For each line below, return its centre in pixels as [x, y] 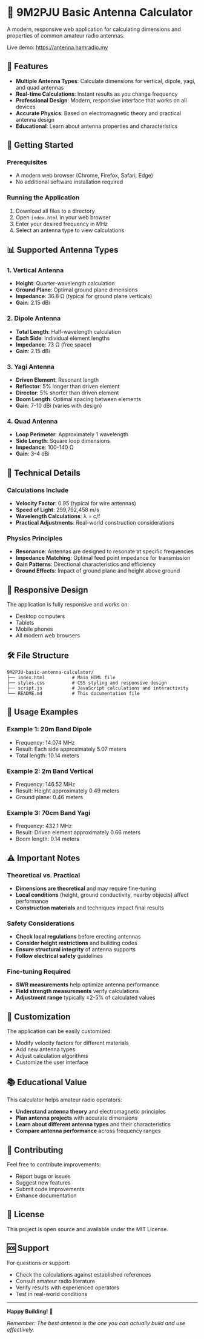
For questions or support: [38, 1263]
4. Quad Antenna [32, 421]
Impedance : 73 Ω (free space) [54, 344]
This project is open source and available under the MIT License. [88, 1229]
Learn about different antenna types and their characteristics [93, 1125]
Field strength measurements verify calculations [77, 991]
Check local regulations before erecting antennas [78, 937]
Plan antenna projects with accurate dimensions [77, 1118]
